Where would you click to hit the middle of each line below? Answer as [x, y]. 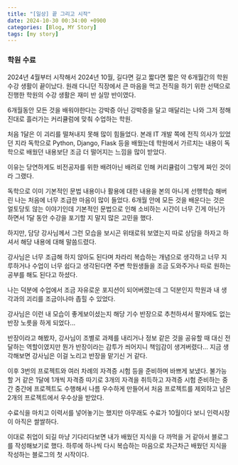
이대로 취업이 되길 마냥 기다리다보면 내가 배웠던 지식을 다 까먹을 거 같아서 [109, 437]
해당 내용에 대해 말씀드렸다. [59, 241]
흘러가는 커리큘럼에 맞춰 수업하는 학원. [79, 119]
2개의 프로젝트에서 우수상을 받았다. [56, 397]
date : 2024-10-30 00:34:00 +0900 [57, 21]
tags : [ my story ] [33, 34]
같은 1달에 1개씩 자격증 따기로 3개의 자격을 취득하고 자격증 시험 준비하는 [121, 380]
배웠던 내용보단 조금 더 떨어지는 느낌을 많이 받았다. [96, 152]
